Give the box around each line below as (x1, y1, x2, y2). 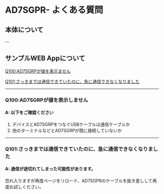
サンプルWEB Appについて (5, 54, 85, 63)
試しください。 (13, 184, 44, 190)
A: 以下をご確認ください (5, 110, 54, 116)
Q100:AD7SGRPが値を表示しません (5, 97, 88, 103)
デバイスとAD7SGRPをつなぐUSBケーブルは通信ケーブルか (12, 121, 130, 127)
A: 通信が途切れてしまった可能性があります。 (5, 166, 96, 172)
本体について (5, 25, 44, 34)
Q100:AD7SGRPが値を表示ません (5, 68, 71, 74)
